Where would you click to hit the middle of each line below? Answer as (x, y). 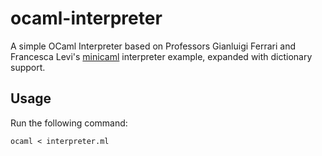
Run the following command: (69, 123)
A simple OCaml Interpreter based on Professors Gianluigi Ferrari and (153, 46)
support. (28, 67)
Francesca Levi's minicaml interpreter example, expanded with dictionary (161, 56)
